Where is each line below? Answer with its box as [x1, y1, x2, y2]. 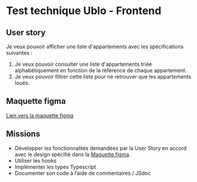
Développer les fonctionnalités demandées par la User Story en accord [14, 144, 187, 151]
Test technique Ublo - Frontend [6, 4, 162, 18]
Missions [6, 129, 41, 139]
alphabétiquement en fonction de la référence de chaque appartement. [14, 67, 187, 74]
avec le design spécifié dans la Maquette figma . [14, 151, 131, 158]
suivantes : [6, 49, 32, 56]
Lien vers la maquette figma [6, 112, 74, 119]
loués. [14, 79, 30, 86]
